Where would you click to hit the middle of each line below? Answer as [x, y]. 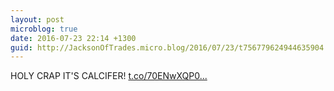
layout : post [37, 19]
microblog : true [44, 29]
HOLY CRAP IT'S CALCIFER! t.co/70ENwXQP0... [109, 76]
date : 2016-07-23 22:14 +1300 [73, 38]
